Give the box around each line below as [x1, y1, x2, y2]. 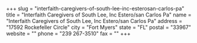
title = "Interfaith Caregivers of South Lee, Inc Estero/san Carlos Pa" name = [6, 11, 192, 18]
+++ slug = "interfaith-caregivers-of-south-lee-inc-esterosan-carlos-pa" [6, 5, 185, 12]
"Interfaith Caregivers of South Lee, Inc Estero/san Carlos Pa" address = [6, 18, 182, 24]
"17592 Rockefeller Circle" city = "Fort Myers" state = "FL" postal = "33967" [6, 24, 191, 31]
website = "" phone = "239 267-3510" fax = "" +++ [6, 30, 131, 37]
